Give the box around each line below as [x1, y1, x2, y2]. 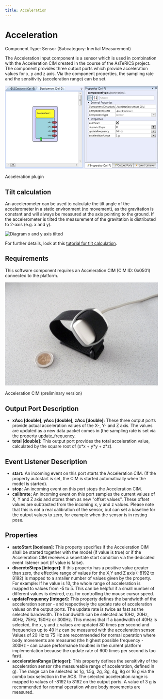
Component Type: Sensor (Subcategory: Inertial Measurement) [5, 45, 131, 51]
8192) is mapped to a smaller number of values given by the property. [12, 575, 151, 581]
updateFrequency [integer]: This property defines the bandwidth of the [12, 596, 157, 602]
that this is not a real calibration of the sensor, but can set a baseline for [12, 507, 156, 513]
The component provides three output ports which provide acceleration [5, 65, 148, 71]
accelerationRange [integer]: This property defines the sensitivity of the [12, 658, 158, 664]
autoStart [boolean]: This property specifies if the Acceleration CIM [12, 544, 149, 550]
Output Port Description [5, 405, 79, 413]
